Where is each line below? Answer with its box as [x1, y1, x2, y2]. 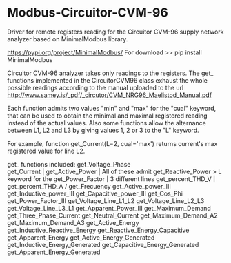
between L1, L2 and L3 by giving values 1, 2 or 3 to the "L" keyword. [7, 126, 199, 134]
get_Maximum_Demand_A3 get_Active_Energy [7, 218, 139, 227]
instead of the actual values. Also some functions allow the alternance [7, 118, 207, 127]
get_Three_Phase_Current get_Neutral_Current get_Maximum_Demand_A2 [7, 211, 219, 220]
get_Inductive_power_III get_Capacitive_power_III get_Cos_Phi [7, 189, 183, 198]
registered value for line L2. [7, 147, 86, 155]
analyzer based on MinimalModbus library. [7, 34, 128, 43]
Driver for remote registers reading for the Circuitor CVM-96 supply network [7, 28, 224, 36]
